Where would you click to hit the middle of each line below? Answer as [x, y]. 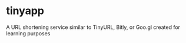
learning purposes [28, 33]
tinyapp [25, 11]
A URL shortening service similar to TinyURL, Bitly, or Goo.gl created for [93, 27]
